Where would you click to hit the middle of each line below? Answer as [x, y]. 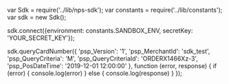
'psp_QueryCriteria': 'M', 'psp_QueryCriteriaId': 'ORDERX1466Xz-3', [102, 59]
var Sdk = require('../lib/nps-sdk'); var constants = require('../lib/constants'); [115, 10]
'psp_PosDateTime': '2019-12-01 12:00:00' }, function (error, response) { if [112, 66]
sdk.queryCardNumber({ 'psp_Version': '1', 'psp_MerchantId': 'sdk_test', [109, 51]
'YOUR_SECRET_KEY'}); [41, 38]
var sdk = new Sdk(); [37, 17]
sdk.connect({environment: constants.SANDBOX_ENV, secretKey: [100, 31]
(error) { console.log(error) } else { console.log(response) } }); [95, 73]
